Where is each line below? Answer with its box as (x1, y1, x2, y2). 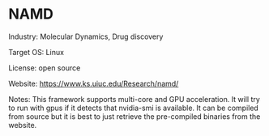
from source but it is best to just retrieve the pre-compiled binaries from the (8, 111, 261, 121)
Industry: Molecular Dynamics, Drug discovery (8, 32, 164, 41)
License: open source (8, 62, 81, 73)
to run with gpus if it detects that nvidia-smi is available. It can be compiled (8, 103, 259, 113)
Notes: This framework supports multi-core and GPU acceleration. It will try (8, 94, 261, 104)
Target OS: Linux (8, 47, 65, 57)
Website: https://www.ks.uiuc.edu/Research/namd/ (8, 79, 179, 88)
